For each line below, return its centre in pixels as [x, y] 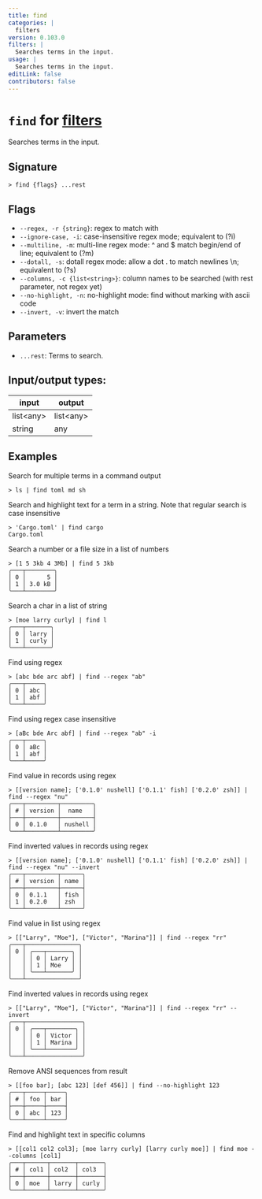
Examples [33, 457]
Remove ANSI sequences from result [68, 1071]
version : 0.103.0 [37, 37]
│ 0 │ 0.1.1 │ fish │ [47, 895]
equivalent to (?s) [48, 270]
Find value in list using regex [54, 923]
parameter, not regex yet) [61, 287]
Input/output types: [57, 380]
